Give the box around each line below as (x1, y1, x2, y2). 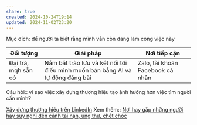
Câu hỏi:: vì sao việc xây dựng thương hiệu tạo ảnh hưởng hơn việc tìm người (6, 89, 191, 96)
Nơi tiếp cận (145, 49, 181, 57)
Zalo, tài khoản (137, 59, 178, 67)
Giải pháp (74, 49, 102, 57)
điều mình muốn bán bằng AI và (44, 67, 132, 75)
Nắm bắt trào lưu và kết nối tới (44, 59, 127, 67)
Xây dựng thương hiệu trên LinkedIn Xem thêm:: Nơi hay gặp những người (6, 106, 184, 113)
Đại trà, (9, 59, 29, 67)
